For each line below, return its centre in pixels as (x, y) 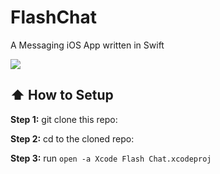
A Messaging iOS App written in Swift (87, 45)
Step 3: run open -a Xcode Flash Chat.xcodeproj (111, 158)
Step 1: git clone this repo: (64, 119)
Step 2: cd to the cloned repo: (72, 138)
